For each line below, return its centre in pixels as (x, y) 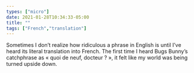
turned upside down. (32, 64)
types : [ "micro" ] (28, 12)
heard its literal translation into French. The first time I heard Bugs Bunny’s (97, 52)
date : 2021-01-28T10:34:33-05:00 (48, 17)
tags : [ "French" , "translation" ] (46, 28)
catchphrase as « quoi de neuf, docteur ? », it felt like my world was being (97, 58)
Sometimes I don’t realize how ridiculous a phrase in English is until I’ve (94, 45)
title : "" (19, 23)
